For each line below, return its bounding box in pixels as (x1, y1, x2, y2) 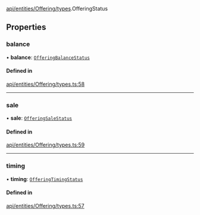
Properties (6, 22, 46, 32)
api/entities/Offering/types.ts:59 (6, 141, 85, 148)
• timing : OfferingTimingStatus (6, 175, 83, 182)
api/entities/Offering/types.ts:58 (6, 80, 85, 88)
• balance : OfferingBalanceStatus (6, 54, 90, 61)
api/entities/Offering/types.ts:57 (6, 202, 85, 209)
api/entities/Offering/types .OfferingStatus (6, 5, 108, 12)
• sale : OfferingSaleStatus (6, 114, 73, 121)
